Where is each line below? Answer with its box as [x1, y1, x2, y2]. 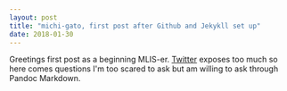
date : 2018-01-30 [9, 29, 74, 38]
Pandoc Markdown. [9, 73, 81, 84]
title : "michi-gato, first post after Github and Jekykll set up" [9, 21, 261, 30]
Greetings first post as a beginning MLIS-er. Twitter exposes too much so [9, 54, 278, 65]
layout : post [9, 12, 58, 22]
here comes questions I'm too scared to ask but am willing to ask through [9, 63, 279, 74]
